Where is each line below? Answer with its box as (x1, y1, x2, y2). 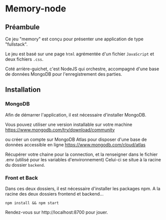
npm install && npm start (5, 200, 59, 206)
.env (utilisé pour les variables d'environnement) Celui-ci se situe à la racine (5, 156, 161, 162)
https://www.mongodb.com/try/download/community (5, 126, 115, 132)
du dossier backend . (5, 162, 45, 168)
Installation (5, 86, 41, 94)
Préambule (5, 23, 40, 31)
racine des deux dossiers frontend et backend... (5, 191, 104, 197)
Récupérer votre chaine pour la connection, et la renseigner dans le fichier (5, 151, 158, 157)
